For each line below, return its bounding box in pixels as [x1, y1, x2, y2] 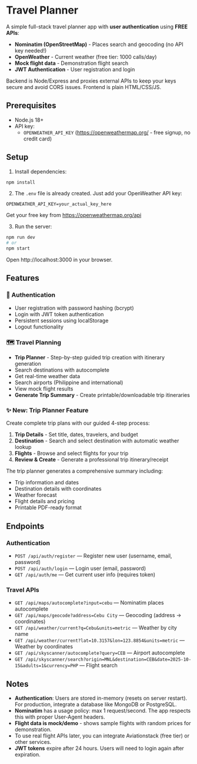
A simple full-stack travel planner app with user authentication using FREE [6, 23, 188, 30]
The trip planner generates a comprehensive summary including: [6, 467, 163, 475]
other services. [14, 739, 52, 746]
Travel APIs [6, 585, 39, 594]
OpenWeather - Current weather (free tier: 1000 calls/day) [14, 53, 157, 60]
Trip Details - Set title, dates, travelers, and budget [14, 431, 138, 438]
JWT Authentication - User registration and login [14, 65, 135, 73]
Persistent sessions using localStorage [14, 317, 109, 324]
